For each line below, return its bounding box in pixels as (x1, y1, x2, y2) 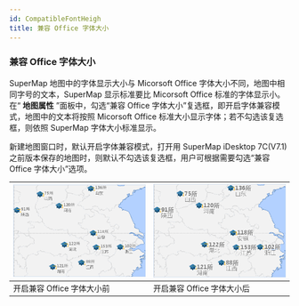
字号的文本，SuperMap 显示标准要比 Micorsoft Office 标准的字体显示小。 (16, 89, 286, 100)
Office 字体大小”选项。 (9, 163, 93, 173)
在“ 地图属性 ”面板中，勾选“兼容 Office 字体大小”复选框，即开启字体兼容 (9, 100, 273, 110)
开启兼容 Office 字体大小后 (152, 283, 251, 294)
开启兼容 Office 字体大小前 (12, 283, 110, 294)
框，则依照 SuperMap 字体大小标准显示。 (9, 122, 162, 133)
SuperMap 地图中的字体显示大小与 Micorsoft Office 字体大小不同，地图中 (9, 77, 278, 88)
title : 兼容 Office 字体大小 (9, 23, 109, 33)
